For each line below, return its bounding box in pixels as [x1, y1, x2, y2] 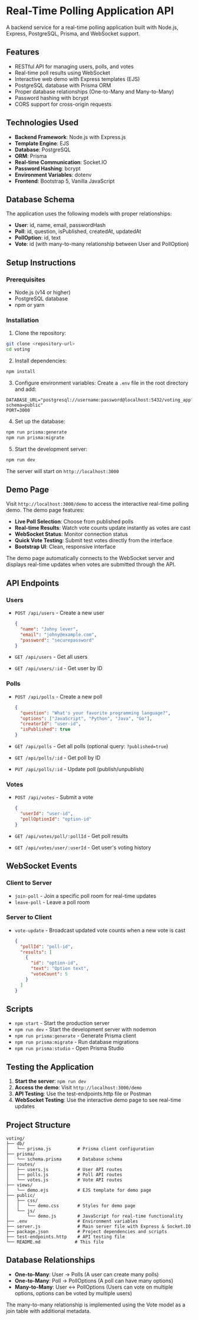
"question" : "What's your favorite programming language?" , [20, 710, 171, 716]
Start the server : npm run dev [14, 1078, 87, 1085]
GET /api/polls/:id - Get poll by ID [14, 754, 101, 761]
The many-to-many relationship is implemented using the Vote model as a [6, 1301, 186, 1308]
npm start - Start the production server [14, 1020, 110, 1027]
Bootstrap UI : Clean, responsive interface [14, 543, 116, 551]
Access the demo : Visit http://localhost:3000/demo [14, 1084, 143, 1091]
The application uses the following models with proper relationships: [6, 210, 172, 217]
